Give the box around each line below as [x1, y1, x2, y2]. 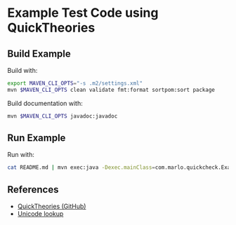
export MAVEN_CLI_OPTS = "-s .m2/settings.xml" [7, 80, 143, 87]
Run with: [7, 151, 35, 159]
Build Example [7, 48, 72, 60]
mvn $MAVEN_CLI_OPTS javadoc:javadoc [7, 112, 118, 120]
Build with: [7, 67, 38, 74]
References [7, 184, 59, 196]
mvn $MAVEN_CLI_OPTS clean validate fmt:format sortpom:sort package [7, 86, 216, 93]
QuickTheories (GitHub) [17, 202, 86, 211]
